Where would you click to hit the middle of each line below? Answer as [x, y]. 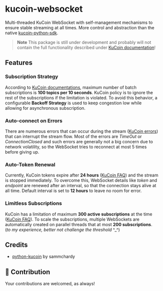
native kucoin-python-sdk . [32, 33]
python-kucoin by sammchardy [44, 256]
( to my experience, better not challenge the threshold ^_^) [63, 230]
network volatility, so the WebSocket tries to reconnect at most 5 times [76, 147]
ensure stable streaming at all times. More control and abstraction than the [80, 27]
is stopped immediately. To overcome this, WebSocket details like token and [81, 180]
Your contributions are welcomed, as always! [50, 284]
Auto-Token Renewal [30, 164]
